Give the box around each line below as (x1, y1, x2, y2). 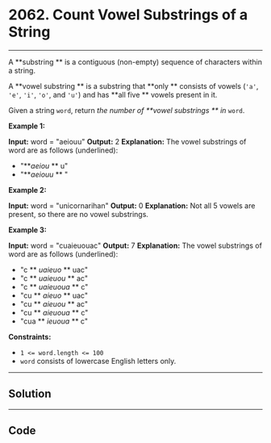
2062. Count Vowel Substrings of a (8, 6, 248, 24)
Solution (8, 387, 52, 401)
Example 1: (8, 121, 46, 131)
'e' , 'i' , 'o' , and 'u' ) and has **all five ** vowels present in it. (8, 90, 218, 99)
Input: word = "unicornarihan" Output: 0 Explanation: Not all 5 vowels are (8, 200, 256, 211)
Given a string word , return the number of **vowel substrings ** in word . (8, 105, 245, 115)
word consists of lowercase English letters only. (19, 356, 177, 366)
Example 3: (8, 224, 47, 235)
